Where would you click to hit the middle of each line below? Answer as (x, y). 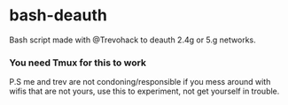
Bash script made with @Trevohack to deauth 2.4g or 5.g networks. (133, 40)
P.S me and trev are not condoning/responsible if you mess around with (140, 82)
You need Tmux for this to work (78, 63)
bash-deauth (58, 15)
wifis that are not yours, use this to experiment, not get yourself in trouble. (144, 91)
